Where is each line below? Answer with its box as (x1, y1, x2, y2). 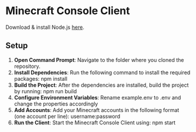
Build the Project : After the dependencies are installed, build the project (14, 81, 189, 88)
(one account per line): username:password (14, 113, 121, 120)
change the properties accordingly (14, 100, 98, 107)
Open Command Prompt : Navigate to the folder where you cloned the (14, 56, 184, 63)
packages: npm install (14, 75, 68, 82)
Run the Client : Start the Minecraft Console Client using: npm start (14, 119, 176, 126)
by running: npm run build (14, 87, 77, 95)
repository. (14, 62, 41, 70)
